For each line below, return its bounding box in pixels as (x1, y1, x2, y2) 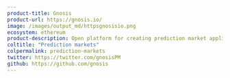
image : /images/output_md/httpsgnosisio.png (7, 22, 136, 29)
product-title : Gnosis (7, 9, 72, 17)
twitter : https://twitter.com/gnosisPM (7, 54, 121, 61)
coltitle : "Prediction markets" (7, 41, 99, 48)
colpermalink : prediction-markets (7, 48, 106, 55)
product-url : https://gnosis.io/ (7, 16, 103, 23)
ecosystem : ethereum (7, 28, 66, 36)
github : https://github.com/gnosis (7, 60, 109, 67)
